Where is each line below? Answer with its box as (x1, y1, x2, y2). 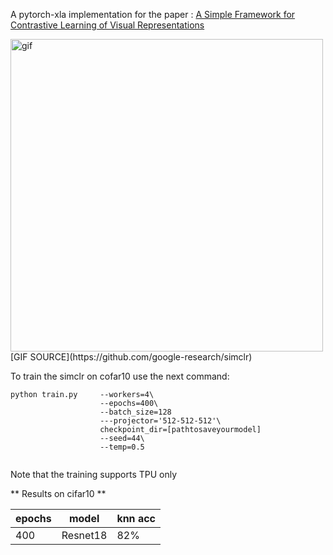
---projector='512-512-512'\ (99, 416, 222, 426)
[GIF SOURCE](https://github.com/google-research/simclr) (10, 351, 253, 363)
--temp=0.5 (99, 442, 145, 452)
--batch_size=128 (99, 407, 172, 417)
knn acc (116, 512, 156, 525)
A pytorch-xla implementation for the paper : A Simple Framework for (10, 9, 296, 20)
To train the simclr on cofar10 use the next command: (10, 370, 230, 382)
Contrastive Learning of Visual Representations (10, 19, 205, 31)
